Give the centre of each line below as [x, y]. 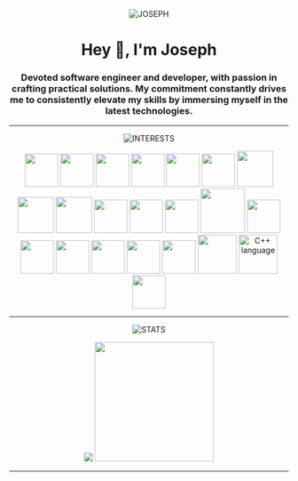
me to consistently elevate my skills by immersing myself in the [149, 100]
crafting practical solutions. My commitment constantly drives [149, 89]
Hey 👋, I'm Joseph [149, 50]
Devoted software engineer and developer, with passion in [149, 77]
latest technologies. [149, 111]
